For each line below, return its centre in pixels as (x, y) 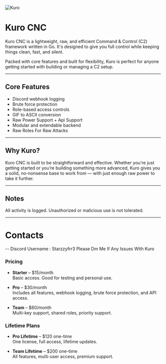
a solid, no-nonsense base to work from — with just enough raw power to (80, 173)
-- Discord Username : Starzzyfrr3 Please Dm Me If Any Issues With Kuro (80, 249)
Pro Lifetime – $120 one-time (42, 336)
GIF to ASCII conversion (37, 114)
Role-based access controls (41, 109)
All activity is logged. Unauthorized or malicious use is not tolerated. (74, 210)
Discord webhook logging (39, 99)
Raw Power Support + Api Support (47, 120)
